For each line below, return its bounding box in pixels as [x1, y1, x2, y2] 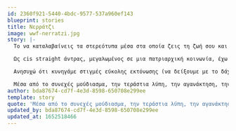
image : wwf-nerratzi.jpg [7, 29, 80, 37]
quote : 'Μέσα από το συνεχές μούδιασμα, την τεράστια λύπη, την [7, 100, 199, 107]
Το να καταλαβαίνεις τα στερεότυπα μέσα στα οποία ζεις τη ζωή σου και [13, 43, 228, 50]
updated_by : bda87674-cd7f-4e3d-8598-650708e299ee [7, 106, 159, 114]
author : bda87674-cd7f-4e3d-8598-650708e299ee [7, 87, 146, 95]
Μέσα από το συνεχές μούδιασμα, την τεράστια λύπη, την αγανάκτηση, [13, 81, 218, 88]
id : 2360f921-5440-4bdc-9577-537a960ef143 [7, 10, 133, 18]
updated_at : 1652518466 [7, 113, 77, 120]
